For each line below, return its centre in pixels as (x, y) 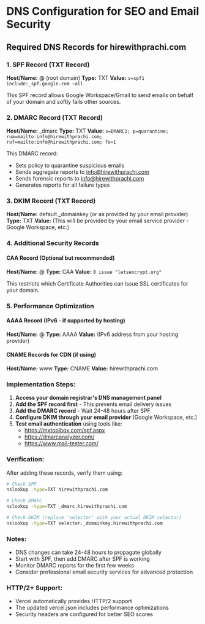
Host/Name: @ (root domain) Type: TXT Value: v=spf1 (76, 77)
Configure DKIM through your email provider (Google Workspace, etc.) (106, 417)
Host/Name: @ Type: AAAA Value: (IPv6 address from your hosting (92, 334)
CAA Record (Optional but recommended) (61, 258)
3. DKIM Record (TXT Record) (51, 201)
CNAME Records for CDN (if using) (51, 355)
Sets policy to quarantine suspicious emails (70, 166)
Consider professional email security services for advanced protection (104, 572)
